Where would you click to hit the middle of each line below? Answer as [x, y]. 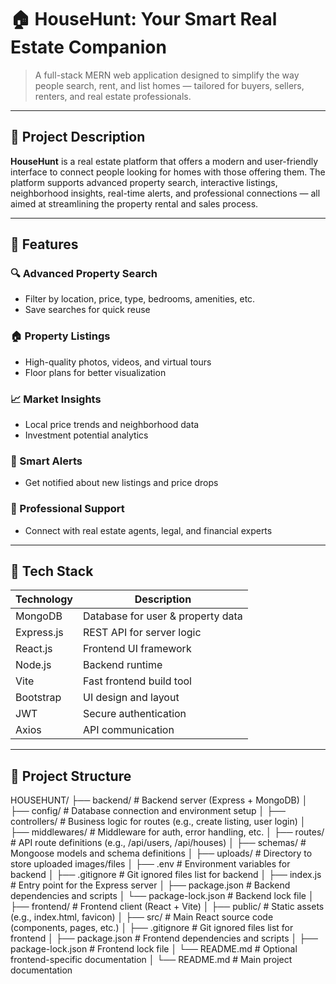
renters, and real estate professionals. [113, 96]
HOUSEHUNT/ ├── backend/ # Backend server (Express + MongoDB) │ [159, 800]
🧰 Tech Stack [52, 571]
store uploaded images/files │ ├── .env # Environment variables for [150, 864]
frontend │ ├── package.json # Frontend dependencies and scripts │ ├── [164, 938]
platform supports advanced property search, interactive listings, [144, 182]
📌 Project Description [78, 137]
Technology [44, 599]
